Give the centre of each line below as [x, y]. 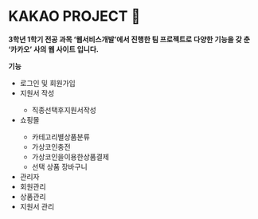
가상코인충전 [51, 147]
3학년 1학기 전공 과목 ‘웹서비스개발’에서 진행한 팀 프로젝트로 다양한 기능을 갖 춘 [129, 39]
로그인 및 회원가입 [47, 83]
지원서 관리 [37, 206]
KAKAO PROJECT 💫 [74, 16]
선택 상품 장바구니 [59, 166]
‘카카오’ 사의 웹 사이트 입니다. [54, 49]
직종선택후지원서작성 [64, 110]
